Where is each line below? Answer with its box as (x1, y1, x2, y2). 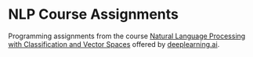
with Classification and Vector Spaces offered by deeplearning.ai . (8, 39, 220, 48)
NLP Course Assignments (8, 5, 179, 23)
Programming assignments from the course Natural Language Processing (8, 31, 246, 41)
